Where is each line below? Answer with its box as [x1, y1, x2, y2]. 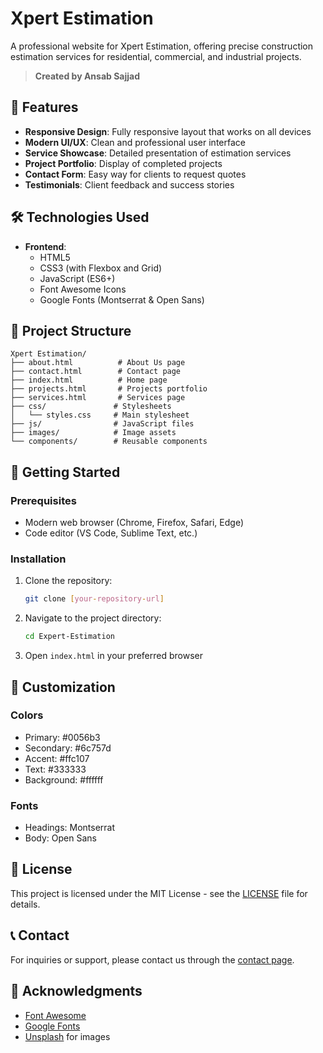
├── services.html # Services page [10, 393, 186, 403]
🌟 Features [10, 99, 79, 116]
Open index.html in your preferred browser [24, 650, 203, 662]
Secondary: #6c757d [24, 742, 112, 754]
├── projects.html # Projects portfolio [10, 384, 208, 394]
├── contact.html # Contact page [10, 367, 182, 377]
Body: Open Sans [24, 832, 97, 844]
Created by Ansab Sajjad [34, 70, 141, 82]
